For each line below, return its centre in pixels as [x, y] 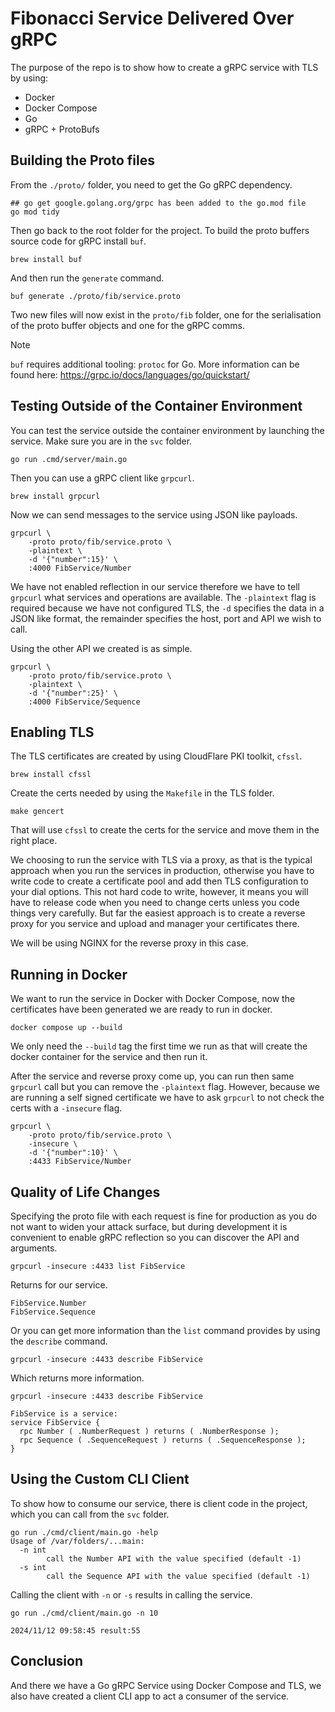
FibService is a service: [64, 1414]
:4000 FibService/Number [80, 568]
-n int [33, 1550]
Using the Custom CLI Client [100, 1479]
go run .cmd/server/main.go [69, 459]
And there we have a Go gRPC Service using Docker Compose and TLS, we [166, 1685]
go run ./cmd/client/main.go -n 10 [84, 1613]
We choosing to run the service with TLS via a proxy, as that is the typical [161, 860]
